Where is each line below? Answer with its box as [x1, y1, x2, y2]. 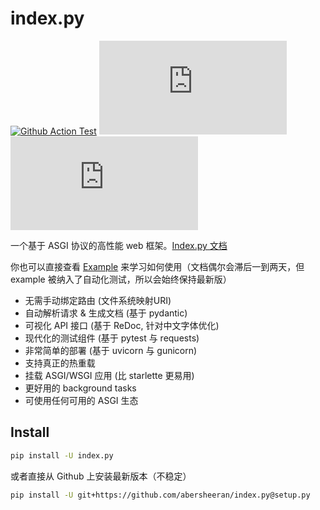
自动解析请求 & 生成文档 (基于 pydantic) [24, 307, 188, 319]
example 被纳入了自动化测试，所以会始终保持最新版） [10, 273, 232, 285]
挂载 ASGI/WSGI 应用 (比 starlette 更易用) [24, 369, 195, 381]
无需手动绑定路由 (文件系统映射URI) [24, 294, 172, 306]
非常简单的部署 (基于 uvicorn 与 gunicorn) [24, 344, 198, 356]
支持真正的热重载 [24, 357, 96, 369]
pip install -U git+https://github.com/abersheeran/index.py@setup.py [10, 490, 311, 500]
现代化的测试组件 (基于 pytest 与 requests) [24, 332, 200, 344]
